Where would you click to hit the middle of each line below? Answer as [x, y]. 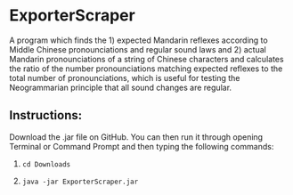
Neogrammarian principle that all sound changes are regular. [121, 87]
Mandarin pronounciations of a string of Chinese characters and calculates [146, 59]
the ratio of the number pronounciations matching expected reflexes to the [146, 69]
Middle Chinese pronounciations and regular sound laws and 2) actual [138, 49]
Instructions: [46, 115]
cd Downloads [46, 164]
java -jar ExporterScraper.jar [80, 182]
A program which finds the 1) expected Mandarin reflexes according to [139, 40]
